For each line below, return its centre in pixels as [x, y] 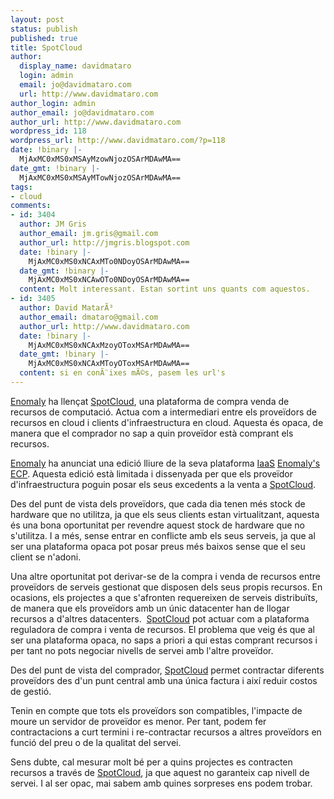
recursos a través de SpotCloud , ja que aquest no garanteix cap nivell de [160, 772]
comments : [31, 206]
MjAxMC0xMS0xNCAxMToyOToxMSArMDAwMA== [109, 364]
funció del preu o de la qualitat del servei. [96, 742]
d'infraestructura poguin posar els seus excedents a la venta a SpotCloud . [163, 484]
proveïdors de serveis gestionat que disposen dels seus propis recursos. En [166, 587]
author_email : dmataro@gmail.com [89, 317]
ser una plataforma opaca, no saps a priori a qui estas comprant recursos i [164, 640]
